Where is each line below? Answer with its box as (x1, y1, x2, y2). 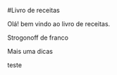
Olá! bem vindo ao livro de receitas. (7, 20, 111, 28)
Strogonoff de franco (7, 33, 69, 42)
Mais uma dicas (7, 47, 53, 55)
